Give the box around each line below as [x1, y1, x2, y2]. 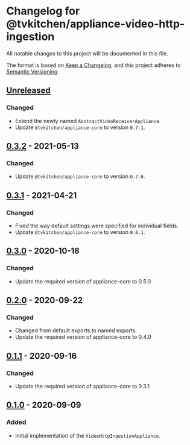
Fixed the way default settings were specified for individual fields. [14, 222, 179, 229]
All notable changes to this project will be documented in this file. [6, 49, 169, 57]
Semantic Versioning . [6, 68, 59, 75]
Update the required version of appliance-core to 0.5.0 [14, 277, 151, 285]
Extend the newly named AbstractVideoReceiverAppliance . [14, 117, 161, 124]
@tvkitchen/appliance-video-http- [6, 17, 185, 31]
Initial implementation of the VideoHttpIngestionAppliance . [14, 432, 160, 439]
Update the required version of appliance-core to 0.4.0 [14, 333, 152, 341]
